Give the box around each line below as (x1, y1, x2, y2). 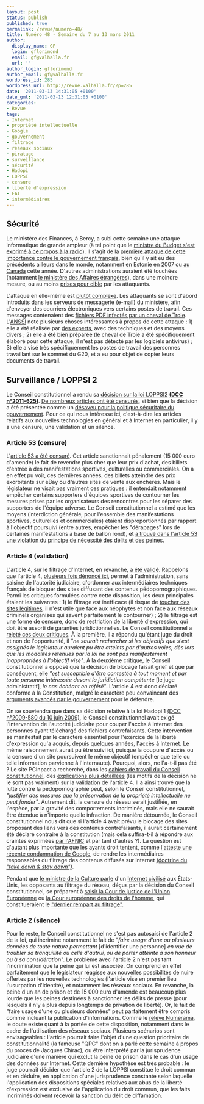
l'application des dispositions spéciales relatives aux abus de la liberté (6, 1079, 183, 1086)
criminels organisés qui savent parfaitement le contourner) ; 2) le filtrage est (6, 611, 198, 618)
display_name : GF (12, 43, 56, 49)
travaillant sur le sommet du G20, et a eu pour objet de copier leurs (6, 350, 175, 358)
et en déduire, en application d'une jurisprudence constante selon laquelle (6, 1072, 193, 1080)
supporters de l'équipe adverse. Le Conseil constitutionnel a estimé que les (6, 504, 196, 511)
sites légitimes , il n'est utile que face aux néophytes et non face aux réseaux (6, 605, 198, 612)
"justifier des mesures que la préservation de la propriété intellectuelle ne (6, 792, 191, 799)
